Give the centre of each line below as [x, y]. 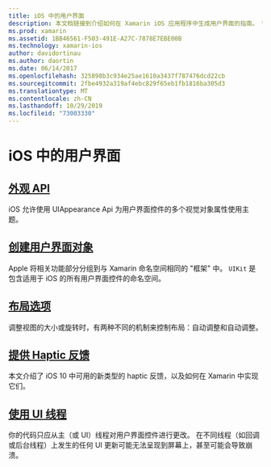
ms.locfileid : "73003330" [52, 114]
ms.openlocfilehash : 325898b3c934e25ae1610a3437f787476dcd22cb [117, 76]
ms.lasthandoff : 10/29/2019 [56, 106]
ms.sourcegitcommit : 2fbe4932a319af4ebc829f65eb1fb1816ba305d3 [117, 83]
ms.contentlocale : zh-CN [50, 99]
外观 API [29, 188]
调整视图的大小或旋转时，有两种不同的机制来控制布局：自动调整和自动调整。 [135, 327]
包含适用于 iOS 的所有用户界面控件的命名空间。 [87, 278]
